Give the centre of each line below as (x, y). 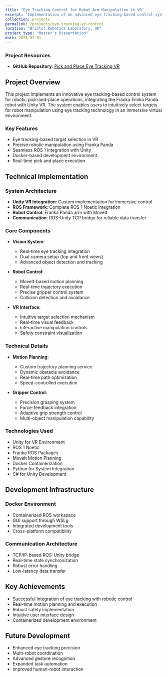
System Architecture (31, 191)
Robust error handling (35, 566)
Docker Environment (31, 504)
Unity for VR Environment (38, 442)
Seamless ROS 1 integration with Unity (52, 150)
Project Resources (28, 55)
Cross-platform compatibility (42, 531)
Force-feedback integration (48, 408)
